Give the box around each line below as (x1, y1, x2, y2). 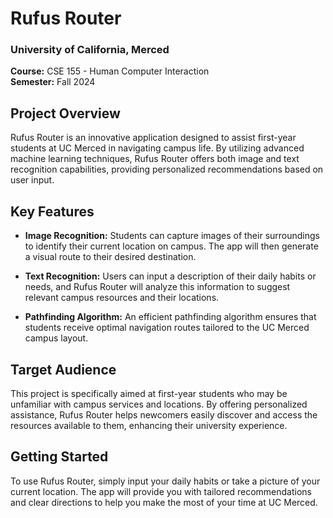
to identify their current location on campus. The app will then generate (24, 240, 319, 252)
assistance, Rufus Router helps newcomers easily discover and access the (10, 408, 318, 421)
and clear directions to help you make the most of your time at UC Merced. (10, 496, 318, 508)
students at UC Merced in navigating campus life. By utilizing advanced (10, 142, 305, 154)
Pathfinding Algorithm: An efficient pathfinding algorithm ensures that (24, 311, 317, 323)
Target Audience (10, 361, 117, 378)
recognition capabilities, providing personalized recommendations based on (10, 163, 324, 176)
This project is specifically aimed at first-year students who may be (10, 387, 288, 399)
